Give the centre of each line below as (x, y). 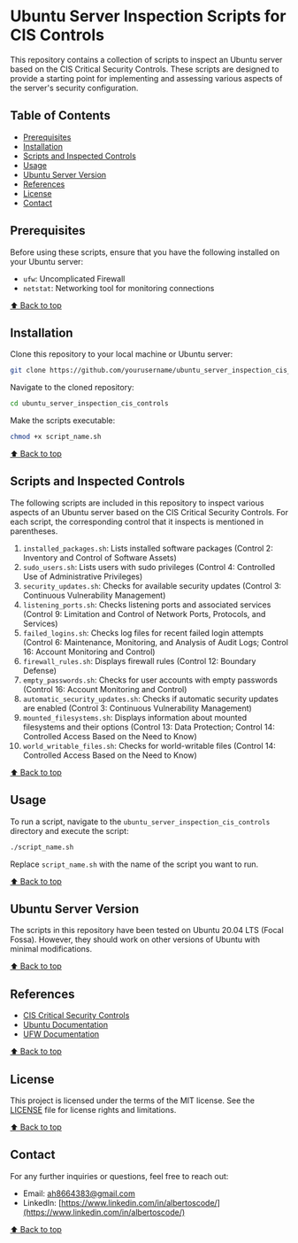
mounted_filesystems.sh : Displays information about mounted (134, 717)
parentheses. (34, 531)
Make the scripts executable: (63, 421)
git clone (28, 371)
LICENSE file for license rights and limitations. (93, 1109)
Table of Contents (61, 116)
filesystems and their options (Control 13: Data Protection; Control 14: (149, 727)
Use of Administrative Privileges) (83, 576)
